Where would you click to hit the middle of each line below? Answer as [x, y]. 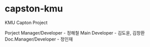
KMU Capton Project [26, 22]
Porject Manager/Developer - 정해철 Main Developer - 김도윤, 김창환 [75, 32]
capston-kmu [34, 9]
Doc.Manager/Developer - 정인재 [39, 39]
